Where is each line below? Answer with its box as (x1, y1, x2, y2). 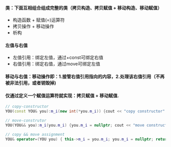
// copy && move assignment (5, 132, 65, 137)
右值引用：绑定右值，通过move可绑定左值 (12, 61, 100, 67)
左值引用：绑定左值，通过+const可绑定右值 (12, 54, 103, 61)
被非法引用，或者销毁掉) (5, 80, 56, 86)
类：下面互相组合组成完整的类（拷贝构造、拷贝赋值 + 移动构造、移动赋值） (5, 5, 162, 11)
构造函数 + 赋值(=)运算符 (12, 17, 65, 23)
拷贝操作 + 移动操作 (12, 23, 54, 30)
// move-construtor (5, 117, 47, 123)
